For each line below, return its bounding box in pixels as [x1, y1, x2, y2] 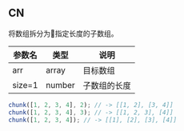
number [46, 79, 76, 90]
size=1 [12, 79, 38, 90]
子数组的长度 [82, 80, 132, 91]
